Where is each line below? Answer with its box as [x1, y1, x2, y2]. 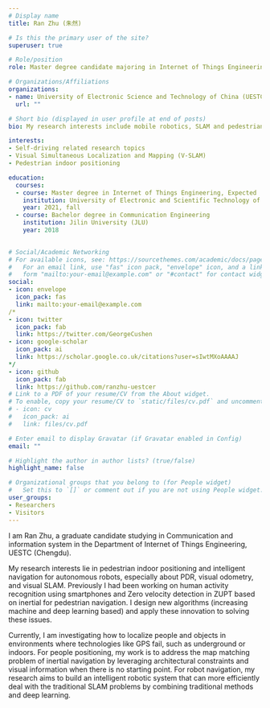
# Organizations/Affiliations [8, 78, 110, 86]
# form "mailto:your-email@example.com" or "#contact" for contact [8, 270, 247, 278]
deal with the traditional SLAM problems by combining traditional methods [8, 681, 254, 691]
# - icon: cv [8, 405, 52, 414]
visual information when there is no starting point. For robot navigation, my [8, 665, 256, 674]
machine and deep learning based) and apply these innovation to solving [8, 606, 250, 615]
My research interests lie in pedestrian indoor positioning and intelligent [8, 563, 246, 573]
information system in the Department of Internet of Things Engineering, [8, 539, 247, 549]
